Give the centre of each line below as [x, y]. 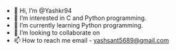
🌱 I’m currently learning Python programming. [78, 25]
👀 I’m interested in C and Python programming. [80, 18]
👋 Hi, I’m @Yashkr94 [43, 11]
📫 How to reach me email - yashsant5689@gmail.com [91, 40]
